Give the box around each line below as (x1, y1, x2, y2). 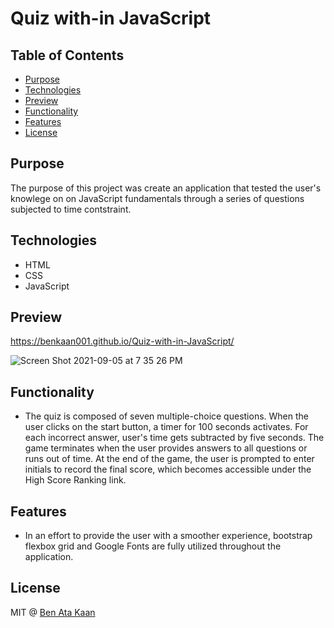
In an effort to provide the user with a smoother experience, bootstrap (24, 530, 313, 542)
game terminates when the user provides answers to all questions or (24, 442, 308, 454)
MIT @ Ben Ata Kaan (10, 606, 96, 618)
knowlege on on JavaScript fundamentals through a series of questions (10, 192, 305, 204)
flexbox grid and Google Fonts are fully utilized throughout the (24, 540, 282, 552)
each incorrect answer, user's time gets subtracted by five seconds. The (24, 432, 325, 444)
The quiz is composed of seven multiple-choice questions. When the (24, 410, 309, 422)
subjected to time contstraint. (10, 203, 132, 215)
